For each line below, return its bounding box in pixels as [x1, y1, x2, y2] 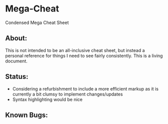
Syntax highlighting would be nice [12, 96, 83, 102]
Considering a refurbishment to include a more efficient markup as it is [12, 85, 159, 91]
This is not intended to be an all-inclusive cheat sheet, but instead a [5, 47, 145, 53]
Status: [5, 72, 29, 81]
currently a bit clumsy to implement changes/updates [12, 91, 123, 97]
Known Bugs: [5, 110, 48, 119]
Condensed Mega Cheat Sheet [5, 19, 69, 25]
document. [5, 58, 28, 64]
